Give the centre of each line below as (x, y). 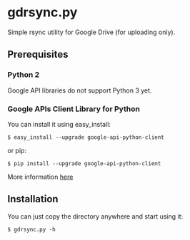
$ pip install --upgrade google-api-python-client (84, 163)
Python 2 (24, 75)
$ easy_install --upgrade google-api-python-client (86, 137)
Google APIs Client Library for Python (74, 109)
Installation (33, 199)
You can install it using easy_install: (59, 124)
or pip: (17, 150)
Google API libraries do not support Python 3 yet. (80, 90)
